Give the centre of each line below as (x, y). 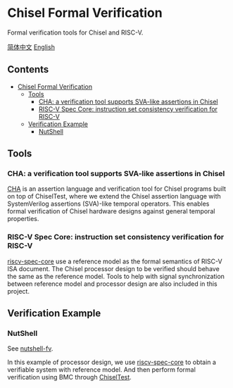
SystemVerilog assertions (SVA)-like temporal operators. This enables (108, 204)
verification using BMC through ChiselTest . (69, 377)
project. (19, 291)
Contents (28, 69)
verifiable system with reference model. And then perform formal (101, 370)
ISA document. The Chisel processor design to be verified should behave (113, 268)
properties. (23, 219)
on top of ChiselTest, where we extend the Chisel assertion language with (114, 196)
